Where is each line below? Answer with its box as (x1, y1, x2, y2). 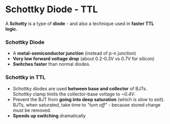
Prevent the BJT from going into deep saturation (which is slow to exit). (12, 96, 165, 103)
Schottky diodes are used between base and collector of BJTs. (12, 85, 147, 91)
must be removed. (12, 107, 51, 113)
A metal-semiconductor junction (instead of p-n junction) (12, 50, 137, 57)
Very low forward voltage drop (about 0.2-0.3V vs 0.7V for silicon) (12, 56, 155, 62)
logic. (5, 26, 18, 32)
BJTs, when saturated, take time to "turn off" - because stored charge (12, 102, 161, 108)
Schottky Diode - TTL (5, 4, 98, 15)
